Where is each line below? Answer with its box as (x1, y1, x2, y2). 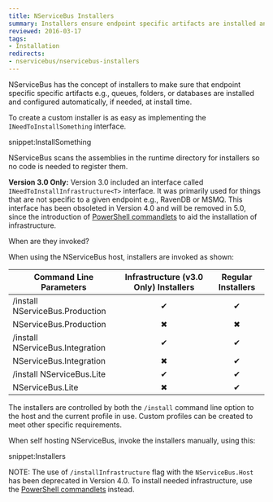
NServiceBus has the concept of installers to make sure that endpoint (8, 79, 241, 89)
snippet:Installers (8, 451, 67, 461)
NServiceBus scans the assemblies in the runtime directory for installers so (8, 152, 260, 163)
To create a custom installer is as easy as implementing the (8, 112, 206, 122)
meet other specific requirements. (8, 420, 122, 430)
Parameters (40, 282, 87, 293)
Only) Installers (133, 282, 195, 293)
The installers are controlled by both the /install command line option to (8, 402, 254, 412)
